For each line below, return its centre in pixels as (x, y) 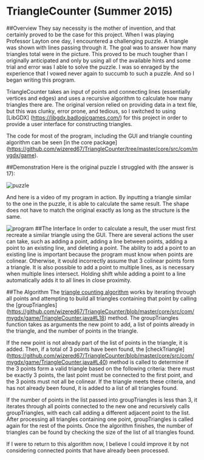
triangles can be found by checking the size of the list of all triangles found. (101, 432)
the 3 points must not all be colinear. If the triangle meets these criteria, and (101, 381)
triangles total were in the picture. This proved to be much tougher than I (97, 54)
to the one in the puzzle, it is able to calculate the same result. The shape (98, 203)
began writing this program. (41, 80)
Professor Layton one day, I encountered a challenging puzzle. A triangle (97, 41)
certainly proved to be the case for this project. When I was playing (90, 34)
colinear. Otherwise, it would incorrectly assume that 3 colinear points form (100, 261)
